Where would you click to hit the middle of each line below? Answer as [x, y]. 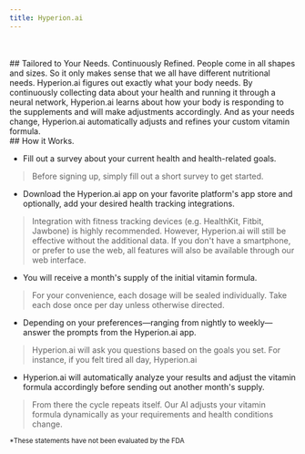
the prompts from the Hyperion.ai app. [125, 332]
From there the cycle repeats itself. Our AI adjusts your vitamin [149, 404]
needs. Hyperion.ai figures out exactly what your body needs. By [131, 82]
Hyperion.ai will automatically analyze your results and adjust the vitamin [159, 377]
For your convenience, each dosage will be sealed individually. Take [159, 295]
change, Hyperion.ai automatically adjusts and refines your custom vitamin [149, 121]
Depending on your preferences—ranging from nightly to [129, 322]
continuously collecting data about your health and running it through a [142, 92]
